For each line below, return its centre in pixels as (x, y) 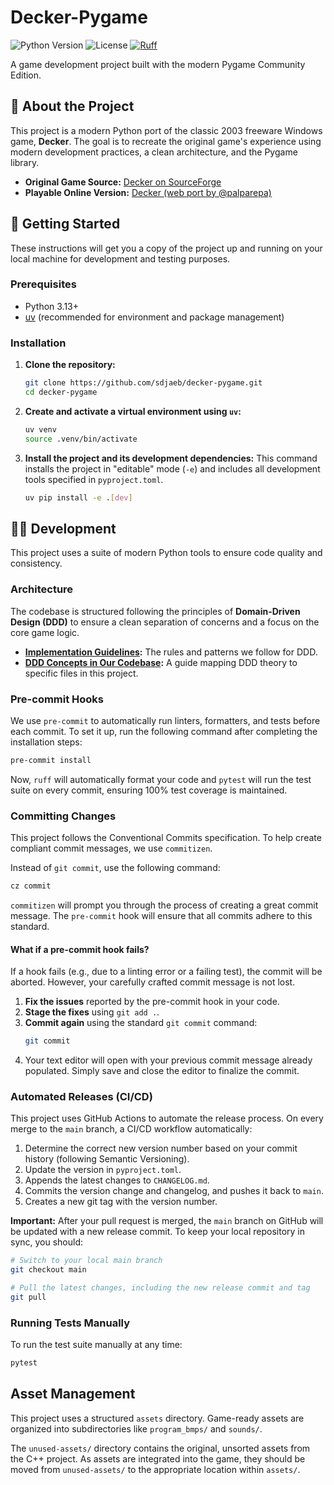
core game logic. (45, 632)
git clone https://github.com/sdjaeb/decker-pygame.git (143, 383)
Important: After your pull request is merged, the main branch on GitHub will (167, 1221)
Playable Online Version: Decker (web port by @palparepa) (148, 192)
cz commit (31, 886)
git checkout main (48, 1270)
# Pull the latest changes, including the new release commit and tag (160, 1288)
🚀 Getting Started (65, 224)
